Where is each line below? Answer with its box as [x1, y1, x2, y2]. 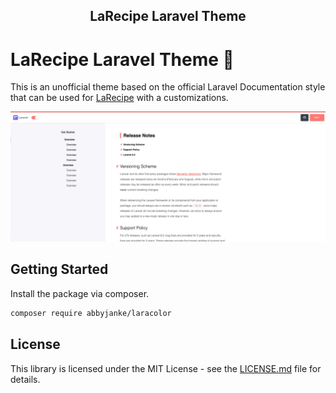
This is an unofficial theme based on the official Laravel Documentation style [10, 81, 326, 93]
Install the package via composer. [10, 287, 150, 299]
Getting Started [10, 261, 109, 278]
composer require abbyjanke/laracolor [10, 308, 172, 318]
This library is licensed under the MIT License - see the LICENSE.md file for [10, 362, 322, 374]
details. [10, 373, 41, 385]
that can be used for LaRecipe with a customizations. [10, 92, 229, 104]
